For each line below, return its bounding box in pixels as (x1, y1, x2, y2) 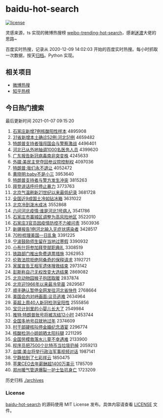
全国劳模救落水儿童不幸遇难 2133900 (12, 336, 87, 342)
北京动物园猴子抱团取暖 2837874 (12, 275, 80, 281)
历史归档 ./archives (5, 377, 44, 383)
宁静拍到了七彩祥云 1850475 (12, 354, 70, 360)
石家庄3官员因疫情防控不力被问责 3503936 (12, 220, 100, 226)
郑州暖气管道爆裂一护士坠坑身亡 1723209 (12, 367, 96, 372)
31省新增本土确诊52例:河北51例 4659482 (12, 134, 95, 140)
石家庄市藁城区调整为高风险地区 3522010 (12, 214, 96, 220)
